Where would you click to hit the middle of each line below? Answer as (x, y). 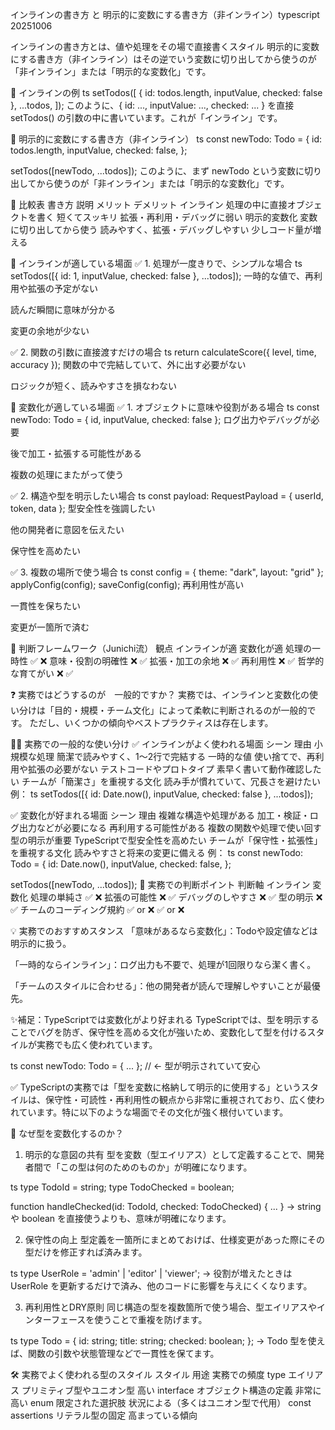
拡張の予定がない (62, 288)
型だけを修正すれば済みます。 (86, 1252)
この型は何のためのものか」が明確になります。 (156, 1167)
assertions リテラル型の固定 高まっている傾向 (104, 1415)
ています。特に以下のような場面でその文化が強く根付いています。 (153, 1112)
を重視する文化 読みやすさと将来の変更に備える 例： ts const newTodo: (156, 852)
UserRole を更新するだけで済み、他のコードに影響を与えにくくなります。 (161, 1286)
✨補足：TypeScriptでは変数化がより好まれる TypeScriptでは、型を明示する (165, 1019)
